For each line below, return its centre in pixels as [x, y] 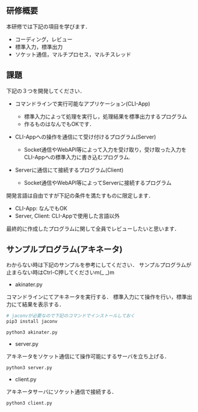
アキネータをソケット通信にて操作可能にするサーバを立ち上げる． [88, 357]
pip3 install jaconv [32, 322]
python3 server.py [29, 368]
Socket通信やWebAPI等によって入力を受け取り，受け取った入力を [105, 149]
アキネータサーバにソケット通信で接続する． [62, 392]
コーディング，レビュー [44, 39]
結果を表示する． [43, 304]
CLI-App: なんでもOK [41, 208]
